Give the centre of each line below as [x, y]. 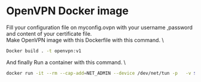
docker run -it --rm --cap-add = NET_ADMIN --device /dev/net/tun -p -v [99, 73]
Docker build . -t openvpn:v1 [44, 51]
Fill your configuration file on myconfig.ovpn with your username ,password [100, 27]
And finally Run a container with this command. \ [66, 62]
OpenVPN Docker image [67, 11]
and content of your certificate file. [49, 33]
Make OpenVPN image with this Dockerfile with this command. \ [85, 40]
